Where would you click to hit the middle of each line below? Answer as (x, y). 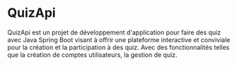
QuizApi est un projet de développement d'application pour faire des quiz (114, 32)
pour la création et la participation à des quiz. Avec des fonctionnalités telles (118, 47)
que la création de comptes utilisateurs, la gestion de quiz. (93, 55)
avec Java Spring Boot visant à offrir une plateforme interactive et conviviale (119, 39)
